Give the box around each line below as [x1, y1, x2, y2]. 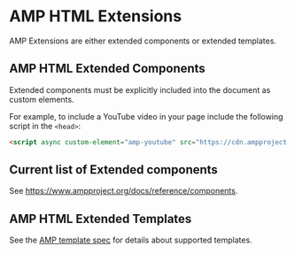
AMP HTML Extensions [9, 6, 182, 27]
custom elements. [9, 94, 74, 104]
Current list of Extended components [9, 162, 219, 178]
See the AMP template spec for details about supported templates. [9, 235, 252, 245]
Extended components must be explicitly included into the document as [9, 84, 271, 95]
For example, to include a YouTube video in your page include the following [9, 111, 283, 121]
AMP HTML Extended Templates [9, 211, 192, 227]
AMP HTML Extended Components [9, 61, 206, 76]
